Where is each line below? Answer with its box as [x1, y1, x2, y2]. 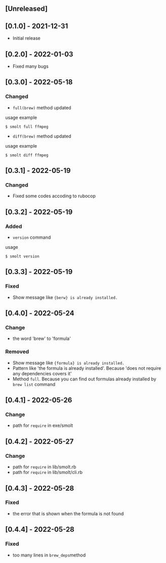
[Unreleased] [5, 5, 48, 13]
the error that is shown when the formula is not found [12, 510, 124, 516]
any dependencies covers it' [12, 370, 72, 376]
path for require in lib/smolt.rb [12, 464, 76, 470]
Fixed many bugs [12, 63, 49, 69]
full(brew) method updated [12, 104, 71, 111]
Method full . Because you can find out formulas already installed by [12, 376, 156, 382]
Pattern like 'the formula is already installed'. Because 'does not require [12, 365, 161, 371]
